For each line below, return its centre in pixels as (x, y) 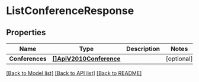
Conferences (28, 59)
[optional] (179, 59)
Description (143, 49)
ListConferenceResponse (70, 11)
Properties (26, 33)
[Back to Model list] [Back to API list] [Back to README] (74, 73)
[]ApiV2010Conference (86, 59)
